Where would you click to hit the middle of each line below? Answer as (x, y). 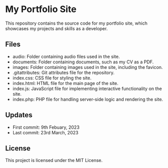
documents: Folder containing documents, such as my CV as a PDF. (83, 62)
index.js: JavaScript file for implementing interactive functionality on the (87, 89)
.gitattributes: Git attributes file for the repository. (64, 72)
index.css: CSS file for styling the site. (52, 78)
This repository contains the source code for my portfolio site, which (76, 23)
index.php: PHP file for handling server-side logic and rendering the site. (88, 99)
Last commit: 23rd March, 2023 (45, 132)
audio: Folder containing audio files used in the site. (66, 56)
